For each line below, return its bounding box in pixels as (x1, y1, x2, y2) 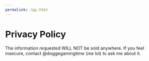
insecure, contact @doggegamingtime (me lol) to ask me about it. (5, 50, 141, 56)
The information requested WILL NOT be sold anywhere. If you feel (5, 45, 144, 51)
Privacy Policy (5, 28, 66, 40)
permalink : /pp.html (5, 7, 49, 12)
